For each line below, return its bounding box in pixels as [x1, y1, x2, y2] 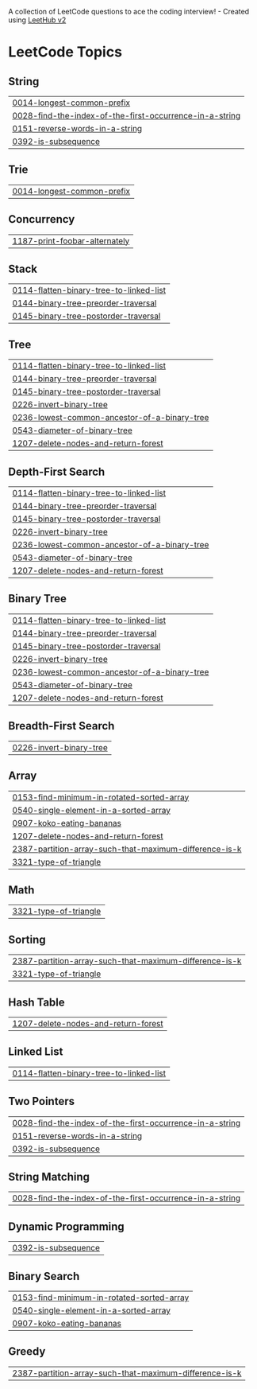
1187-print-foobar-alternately [12, 235, 130, 246]
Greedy [8, 1344, 46, 1359]
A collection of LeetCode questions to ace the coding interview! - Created [8, 7, 250, 16]
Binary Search [8, 1269, 80, 1283]
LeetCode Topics [8, 43, 123, 61]
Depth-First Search [8, 465, 105, 478]
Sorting [8, 932, 46, 946]
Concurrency [8, 212, 75, 226]
